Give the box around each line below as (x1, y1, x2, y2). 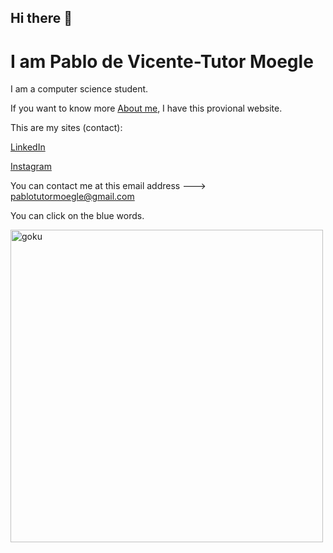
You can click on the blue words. (10, 210, 145, 222)
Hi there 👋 (10, 10, 73, 27)
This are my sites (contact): (10, 122, 123, 134)
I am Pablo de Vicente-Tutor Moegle (10, 50, 314, 73)
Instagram (10, 161, 52, 173)
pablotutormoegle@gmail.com (10, 191, 135, 203)
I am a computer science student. (10, 83, 149, 95)
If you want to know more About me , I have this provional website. (10, 102, 283, 115)
